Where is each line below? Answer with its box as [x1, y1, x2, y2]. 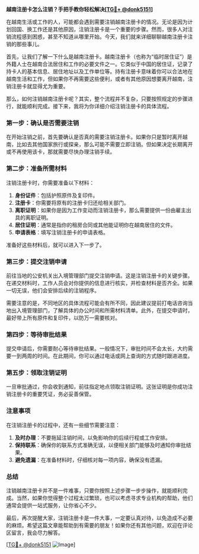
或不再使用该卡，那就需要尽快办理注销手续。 [6, 148, 115, 156]
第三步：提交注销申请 [6, 257, 67, 266]
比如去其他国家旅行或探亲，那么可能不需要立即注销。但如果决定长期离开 [16, 141, 193, 148]
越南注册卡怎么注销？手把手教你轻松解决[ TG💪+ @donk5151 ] [6, 6, 153, 12]
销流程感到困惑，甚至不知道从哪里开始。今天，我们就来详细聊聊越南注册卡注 [6, 33, 193, 40]
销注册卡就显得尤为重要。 [6, 83, 69, 89]
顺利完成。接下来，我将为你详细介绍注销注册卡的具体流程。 [26, 103, 172, 109]
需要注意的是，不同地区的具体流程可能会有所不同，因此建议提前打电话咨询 [6, 299, 188, 307]
